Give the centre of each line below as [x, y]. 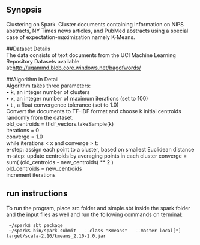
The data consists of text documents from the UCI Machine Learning [91, 55]
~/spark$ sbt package [36, 225]
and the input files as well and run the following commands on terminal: [95, 214]
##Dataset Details [29, 49]
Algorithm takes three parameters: [49, 86]
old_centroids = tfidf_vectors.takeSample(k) [60, 124]
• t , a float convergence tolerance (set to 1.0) [62, 105]
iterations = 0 [23, 130]
